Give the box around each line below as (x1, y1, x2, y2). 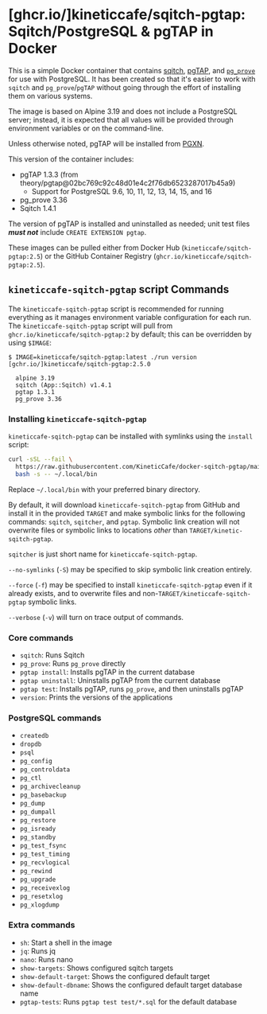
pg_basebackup (19, 791, 67, 799)
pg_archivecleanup (19, 782, 81, 791)
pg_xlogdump (19, 901, 60, 909)
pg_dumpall (19, 808, 56, 817)
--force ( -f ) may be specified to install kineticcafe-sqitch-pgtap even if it (8, 579, 253, 590)
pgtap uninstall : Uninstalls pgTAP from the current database (19, 675, 221, 685)
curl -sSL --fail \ (8, 455, 73, 463)
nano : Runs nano (19, 954, 74, 964)
